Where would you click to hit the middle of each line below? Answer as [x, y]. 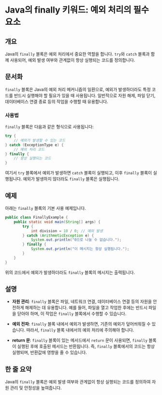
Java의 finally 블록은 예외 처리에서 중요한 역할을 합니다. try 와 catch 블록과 [77, 54]
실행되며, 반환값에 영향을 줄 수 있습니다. [49, 352]
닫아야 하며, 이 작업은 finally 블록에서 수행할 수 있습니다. [72, 314]
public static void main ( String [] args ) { [57, 222]
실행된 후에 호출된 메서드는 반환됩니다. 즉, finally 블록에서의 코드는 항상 [86, 347]
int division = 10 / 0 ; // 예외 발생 [67, 231]
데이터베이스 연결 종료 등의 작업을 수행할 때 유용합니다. [57, 101]
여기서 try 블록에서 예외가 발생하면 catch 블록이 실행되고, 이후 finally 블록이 [79, 173]
